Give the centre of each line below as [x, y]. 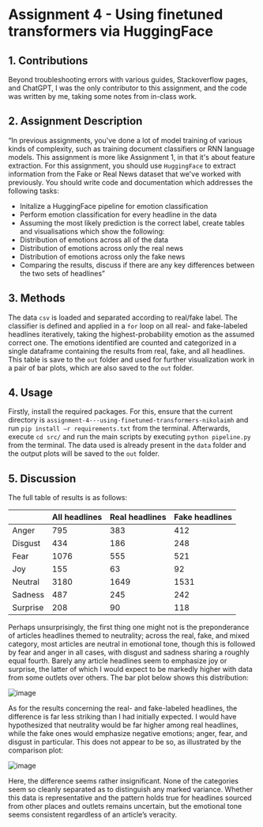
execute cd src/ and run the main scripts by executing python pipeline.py [130, 437]
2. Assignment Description [75, 121]
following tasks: [34, 191]
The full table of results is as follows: [68, 498]
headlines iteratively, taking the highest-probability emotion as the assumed [131, 334]
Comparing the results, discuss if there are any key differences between [137, 265]
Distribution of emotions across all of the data [94, 240]
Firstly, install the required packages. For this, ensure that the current [120, 412]
